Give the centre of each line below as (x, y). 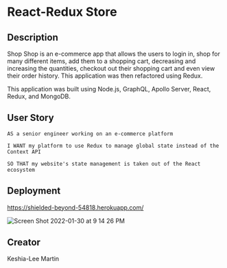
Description (33, 37)
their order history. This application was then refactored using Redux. (105, 76)
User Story (31, 118)
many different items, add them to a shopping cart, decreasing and (101, 61)
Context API (24, 152)
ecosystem (21, 170)
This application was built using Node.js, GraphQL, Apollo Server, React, (109, 89)
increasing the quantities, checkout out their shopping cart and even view (111, 68)
